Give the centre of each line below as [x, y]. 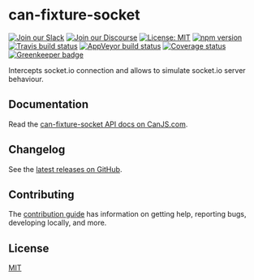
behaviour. [26, 79]
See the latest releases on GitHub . [65, 169]
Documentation [49, 104]
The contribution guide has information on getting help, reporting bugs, [127, 214]
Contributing [41, 194]
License [29, 248]
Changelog [37, 150]
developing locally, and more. [58, 223]
